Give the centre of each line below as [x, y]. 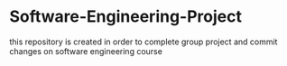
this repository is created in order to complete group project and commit [143, 42]
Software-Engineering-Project [125, 17]
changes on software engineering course [86, 51]
